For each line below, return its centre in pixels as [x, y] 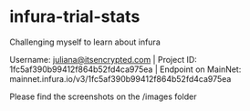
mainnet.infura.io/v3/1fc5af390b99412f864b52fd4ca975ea [120, 78]
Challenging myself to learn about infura [85, 42]
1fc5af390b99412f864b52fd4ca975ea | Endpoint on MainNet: [125, 69]
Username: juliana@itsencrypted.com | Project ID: [104, 59]
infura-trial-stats [75, 17]
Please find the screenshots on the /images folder [103, 96]
